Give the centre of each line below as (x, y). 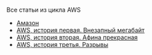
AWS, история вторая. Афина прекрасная (77, 37)
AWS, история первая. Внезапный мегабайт (80, 30)
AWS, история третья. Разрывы (62, 44)
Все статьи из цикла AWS (44, 10)
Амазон (27, 23)
